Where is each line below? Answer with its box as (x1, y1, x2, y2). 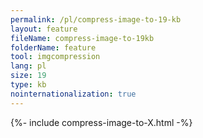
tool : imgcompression (10, 52, 101, 62)
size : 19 (10, 71, 47, 81)
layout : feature (10, 24, 78, 34)
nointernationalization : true (10, 89, 137, 99)
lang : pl (10, 61, 47, 71)
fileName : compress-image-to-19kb (10, 33, 155, 43)
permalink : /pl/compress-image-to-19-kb (10, 14, 182, 25)
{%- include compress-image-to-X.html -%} (10, 116, 193, 128)
